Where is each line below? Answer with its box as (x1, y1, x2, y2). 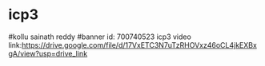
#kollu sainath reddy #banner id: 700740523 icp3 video (8, 32, 192, 41)
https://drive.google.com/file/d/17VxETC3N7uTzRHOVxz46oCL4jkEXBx (21, 40, 258, 49)
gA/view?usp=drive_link (8, 49, 88, 58)
